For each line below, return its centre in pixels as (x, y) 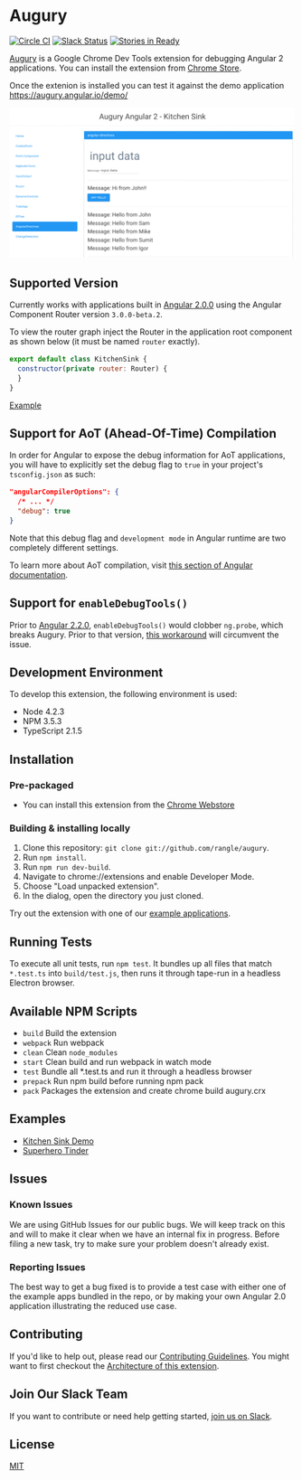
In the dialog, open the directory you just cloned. (113, 896)
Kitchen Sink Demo (58, 1141)
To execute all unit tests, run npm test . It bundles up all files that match (141, 964)
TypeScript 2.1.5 (52, 731)
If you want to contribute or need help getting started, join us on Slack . (141, 1416)
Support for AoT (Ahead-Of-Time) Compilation (143, 434)
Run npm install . (55, 858)
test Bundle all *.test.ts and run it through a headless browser (137, 1071)
